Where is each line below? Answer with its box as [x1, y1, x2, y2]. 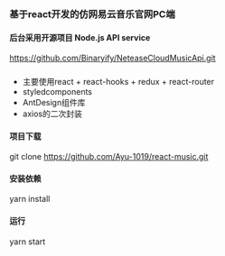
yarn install [9, 194, 51, 205]
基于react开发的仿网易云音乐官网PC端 [9, 7, 176, 20]
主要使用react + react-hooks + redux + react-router [22, 77, 215, 87]
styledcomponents [22, 87, 93, 97]
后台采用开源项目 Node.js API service [9, 32, 151, 42]
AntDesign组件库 [22, 97, 86, 108]
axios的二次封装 [22, 108, 83, 119]
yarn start [9, 236, 46, 247]
